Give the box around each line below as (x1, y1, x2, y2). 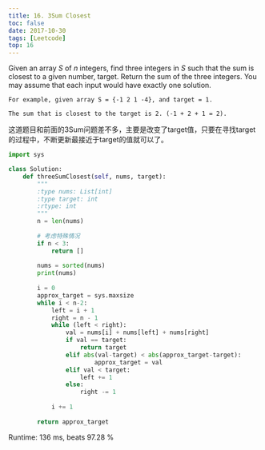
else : (65, 380, 84, 388)
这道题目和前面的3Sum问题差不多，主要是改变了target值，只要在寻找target (8, 125, 256, 134)
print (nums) (37, 269, 78, 277)
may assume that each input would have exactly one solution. (8, 81, 212, 90)
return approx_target (37, 417, 110, 426)
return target (79, 344, 127, 352)
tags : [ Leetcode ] (8, 34, 66, 42)
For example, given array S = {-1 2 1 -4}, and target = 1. (8, 96, 214, 104)
